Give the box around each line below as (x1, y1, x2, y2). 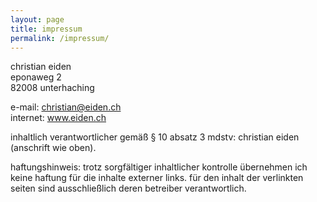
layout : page (10, 14, 65, 25)
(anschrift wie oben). (10, 142, 97, 154)
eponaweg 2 (10, 71, 62, 83)
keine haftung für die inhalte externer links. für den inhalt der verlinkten (10, 172, 304, 184)
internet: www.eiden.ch (10, 112, 107, 124)
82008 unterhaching (10, 82, 95, 94)
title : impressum (10, 24, 83, 34)
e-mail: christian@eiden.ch (10, 101, 122, 113)
